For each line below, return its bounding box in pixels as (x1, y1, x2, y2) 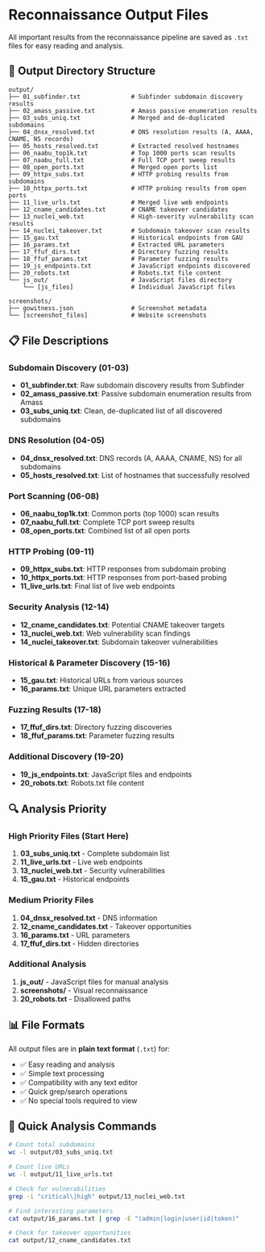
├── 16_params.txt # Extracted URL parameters (8, 240, 226, 249)
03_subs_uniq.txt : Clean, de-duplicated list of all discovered (19, 406, 223, 416)
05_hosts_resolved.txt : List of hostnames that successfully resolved (19, 470, 250, 480)
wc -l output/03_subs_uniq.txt (8, 1148, 114, 1157)
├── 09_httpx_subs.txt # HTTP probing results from (8, 170, 229, 178)
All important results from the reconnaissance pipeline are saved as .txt (8, 32, 249, 42)
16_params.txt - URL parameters (19, 930, 130, 939)
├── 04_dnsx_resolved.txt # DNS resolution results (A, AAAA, (8, 127, 254, 136)
